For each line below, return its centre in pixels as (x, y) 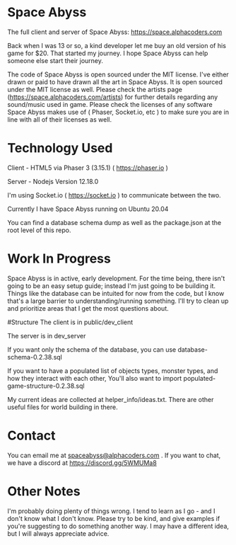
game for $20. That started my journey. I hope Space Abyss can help (108, 53)
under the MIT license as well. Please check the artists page (95, 89)
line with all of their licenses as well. (59, 119)
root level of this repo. (39, 230)
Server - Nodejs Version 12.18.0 (53, 181)
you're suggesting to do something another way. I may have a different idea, (118, 526)
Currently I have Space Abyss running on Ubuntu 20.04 (88, 209)
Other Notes (44, 491)
